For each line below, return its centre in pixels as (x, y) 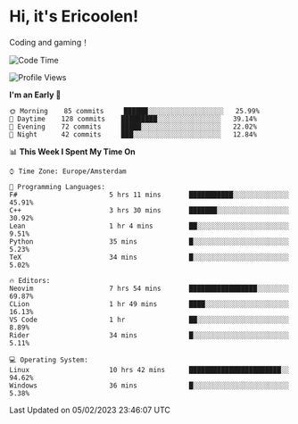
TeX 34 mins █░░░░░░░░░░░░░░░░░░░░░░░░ (149, 257)
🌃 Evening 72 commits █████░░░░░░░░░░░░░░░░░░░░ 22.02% (133, 127)
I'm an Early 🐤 (35, 95)
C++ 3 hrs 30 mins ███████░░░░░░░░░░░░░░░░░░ (149, 210)
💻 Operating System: (49, 360)
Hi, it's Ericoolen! (74, 17)
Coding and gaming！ (49, 42)
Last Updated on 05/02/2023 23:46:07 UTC (90, 410)
